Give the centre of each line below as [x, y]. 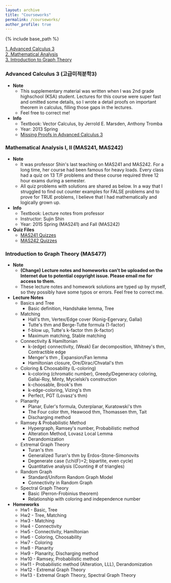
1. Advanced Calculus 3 [30, 49]
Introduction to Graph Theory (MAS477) [56, 254]
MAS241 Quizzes [38, 235]
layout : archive [22, 10]
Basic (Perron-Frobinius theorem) [63, 494]
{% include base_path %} [32, 39]
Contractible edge [47, 352]
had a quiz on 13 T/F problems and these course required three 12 [90, 175]
